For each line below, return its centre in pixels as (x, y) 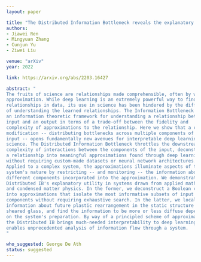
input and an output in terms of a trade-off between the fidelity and (97, 122)
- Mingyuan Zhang (28, 40)
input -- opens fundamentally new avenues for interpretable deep (91, 138)
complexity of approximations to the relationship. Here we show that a (99, 127)
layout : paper (24, 12)
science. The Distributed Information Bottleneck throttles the (88, 144)
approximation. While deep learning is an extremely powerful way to (95, 100)
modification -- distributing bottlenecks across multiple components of (100, 133)
